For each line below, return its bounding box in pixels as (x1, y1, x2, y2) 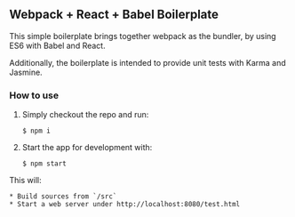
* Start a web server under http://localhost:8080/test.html (9, 200, 241, 209)
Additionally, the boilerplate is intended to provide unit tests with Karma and (9, 57, 286, 68)
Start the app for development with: (21, 142, 153, 153)
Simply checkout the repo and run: (21, 109, 149, 120)
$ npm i (21, 126, 51, 136)
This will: (9, 175, 42, 186)
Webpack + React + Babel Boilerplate (9, 7, 219, 22)
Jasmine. (9, 67, 43, 77)
